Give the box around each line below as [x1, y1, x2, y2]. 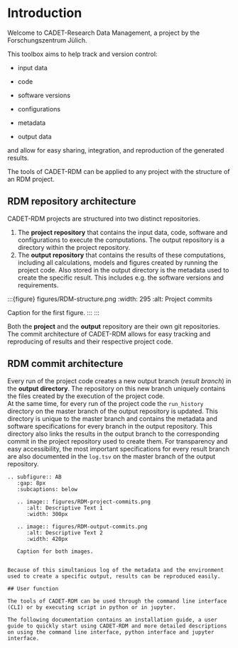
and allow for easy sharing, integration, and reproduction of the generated [7, 145, 225, 154]
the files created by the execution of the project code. [7, 392, 165, 400]
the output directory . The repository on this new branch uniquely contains [7, 384, 226, 392]
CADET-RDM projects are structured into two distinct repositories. [7, 214, 200, 223]
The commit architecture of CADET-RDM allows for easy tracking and [7, 329, 211, 338]
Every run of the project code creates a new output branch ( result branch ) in [7, 376, 232, 385]
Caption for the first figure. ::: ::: [7, 308, 100, 317]
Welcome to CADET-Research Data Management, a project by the [7, 28, 200, 37]
